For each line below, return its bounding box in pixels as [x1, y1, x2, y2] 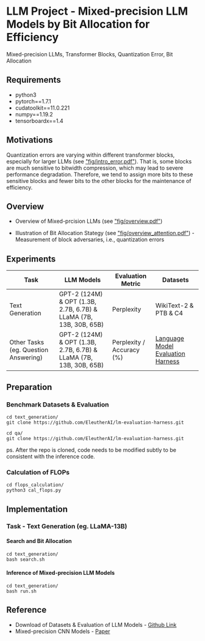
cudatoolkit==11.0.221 [15, 104, 70, 111]
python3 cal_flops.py [6, 487, 62, 493]
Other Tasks [9, 338, 45, 347]
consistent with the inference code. [6, 452, 96, 460]
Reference [6, 605, 47, 615]
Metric [121, 280, 141, 288]
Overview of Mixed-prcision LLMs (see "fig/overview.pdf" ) [15, 217, 163, 225]
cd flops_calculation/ [6, 482, 64, 488]
